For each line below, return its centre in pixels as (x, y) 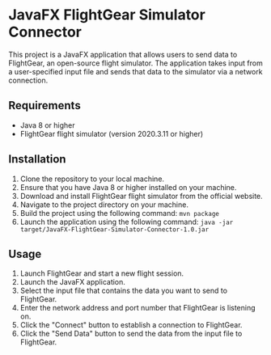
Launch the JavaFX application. (72, 282)
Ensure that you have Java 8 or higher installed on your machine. (128, 187)
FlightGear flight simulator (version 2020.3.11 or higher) (112, 133)
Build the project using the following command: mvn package (120, 213)
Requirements (44, 106)
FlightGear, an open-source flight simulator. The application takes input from (135, 63)
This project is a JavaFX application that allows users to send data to (123, 54)
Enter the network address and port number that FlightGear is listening (138, 308)
